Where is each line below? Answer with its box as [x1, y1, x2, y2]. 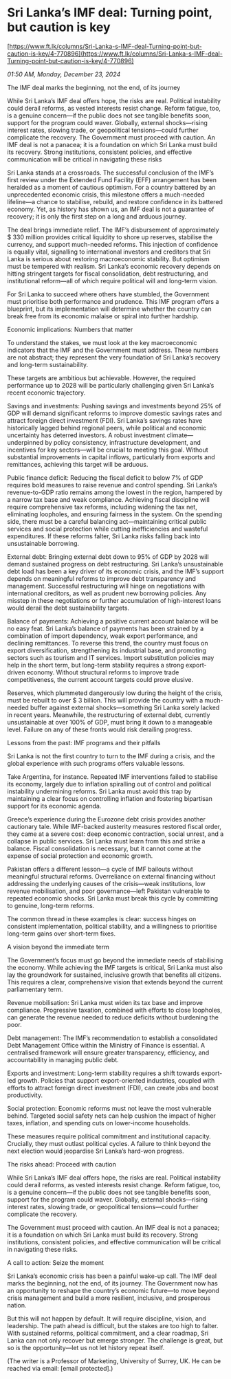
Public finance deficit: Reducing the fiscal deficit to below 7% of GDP [7, 473, 203, 482]
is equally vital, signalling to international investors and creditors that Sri [7, 247, 211, 256]
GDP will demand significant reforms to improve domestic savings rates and [7, 409, 222, 417]
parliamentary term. [7, 985, 63, 993]
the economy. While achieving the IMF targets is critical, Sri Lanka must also [7, 963, 223, 971]
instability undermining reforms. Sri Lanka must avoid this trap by [7, 787, 192, 795]
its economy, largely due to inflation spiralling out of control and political [7, 780, 212, 788]
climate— [166, 431, 194, 439]
